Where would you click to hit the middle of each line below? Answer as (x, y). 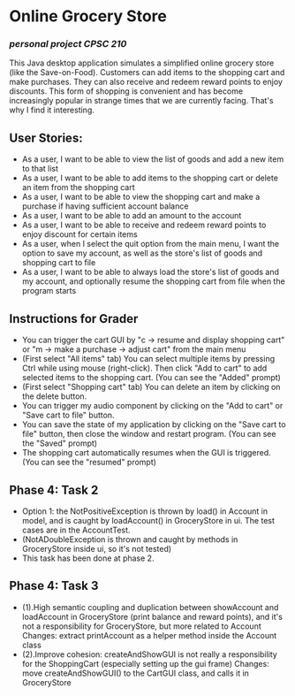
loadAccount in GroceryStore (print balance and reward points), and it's (152, 616)
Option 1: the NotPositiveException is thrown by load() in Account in (145, 511)
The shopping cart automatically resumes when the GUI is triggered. (146, 453)
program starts (49, 291)
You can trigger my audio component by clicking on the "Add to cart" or (152, 406)
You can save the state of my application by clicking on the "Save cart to (154, 424)
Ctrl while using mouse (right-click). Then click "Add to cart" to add (144, 368)
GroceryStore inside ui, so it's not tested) (97, 548)
